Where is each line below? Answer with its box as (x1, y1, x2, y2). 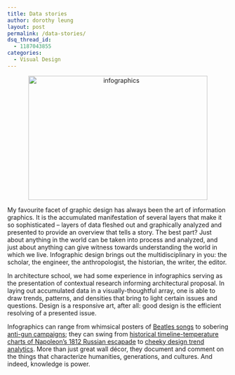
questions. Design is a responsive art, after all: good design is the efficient (7, 301, 222, 310)
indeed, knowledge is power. (7, 360, 90, 368)
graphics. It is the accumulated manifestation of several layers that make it (7, 213, 222, 221)
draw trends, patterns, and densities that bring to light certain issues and (7, 294, 217, 302)
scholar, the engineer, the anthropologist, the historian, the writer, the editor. (7, 258, 227, 266)
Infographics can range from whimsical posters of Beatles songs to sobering (7, 322, 229, 331)
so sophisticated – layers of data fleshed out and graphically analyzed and (7, 221, 222, 229)
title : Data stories (7, 10, 68, 18)
